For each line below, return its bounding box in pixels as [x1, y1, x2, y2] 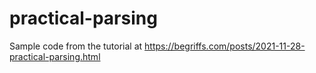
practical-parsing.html [9, 50, 101, 62]
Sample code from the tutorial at [9, 40, 143, 52]
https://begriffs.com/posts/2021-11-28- [144, 40, 306, 52]
